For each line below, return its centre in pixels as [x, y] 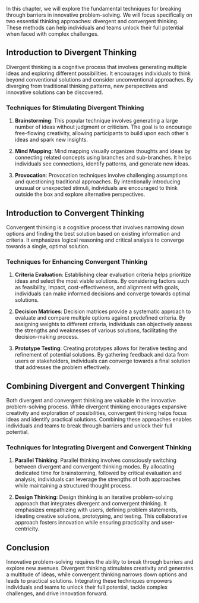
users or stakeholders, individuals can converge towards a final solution [102, 361]
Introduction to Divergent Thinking [72, 53]
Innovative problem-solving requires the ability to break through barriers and [100, 562]
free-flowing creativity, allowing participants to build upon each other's [102, 133]
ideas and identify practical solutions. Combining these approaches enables [99, 420]
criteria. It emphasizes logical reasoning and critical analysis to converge [95, 240]
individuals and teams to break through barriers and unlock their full [89, 426]
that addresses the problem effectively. [63, 367]
